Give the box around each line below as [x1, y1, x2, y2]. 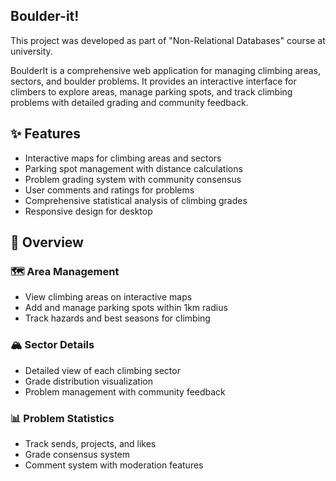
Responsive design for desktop [24, 205, 153, 217]
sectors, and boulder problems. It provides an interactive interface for [10, 75, 297, 87]
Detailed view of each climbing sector [24, 364, 181, 376]
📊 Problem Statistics [10, 411, 115, 425]
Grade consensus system [24, 448, 131, 460]
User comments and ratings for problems [24, 184, 195, 196]
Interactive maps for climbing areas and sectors [24, 152, 222, 164]
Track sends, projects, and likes [24, 437, 157, 449]
